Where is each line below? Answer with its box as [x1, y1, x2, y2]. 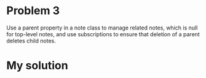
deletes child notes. [6, 37, 57, 44]
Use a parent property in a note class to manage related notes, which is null [6, 24, 198, 31]
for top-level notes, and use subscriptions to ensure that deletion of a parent [6, 30, 200, 37]
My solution [6, 59, 69, 72]
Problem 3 [6, 4, 60, 18]
